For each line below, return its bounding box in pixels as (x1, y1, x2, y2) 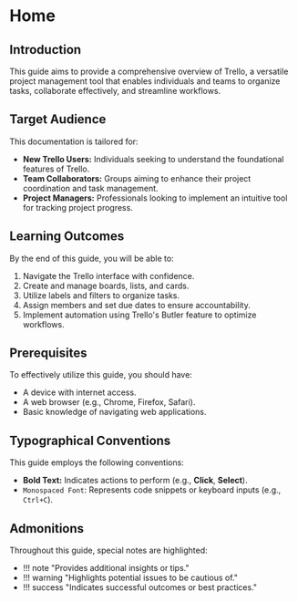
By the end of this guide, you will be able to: (9, 253, 175, 264)
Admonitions (9, 521, 85, 536)
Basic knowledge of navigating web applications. (22, 407, 207, 418)
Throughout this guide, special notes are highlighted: (9, 545, 208, 556)
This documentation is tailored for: (9, 136, 139, 147)
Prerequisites (9, 346, 87, 361)
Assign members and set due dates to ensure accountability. (22, 299, 251, 310)
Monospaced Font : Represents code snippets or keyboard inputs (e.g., (22, 484, 282, 495)
